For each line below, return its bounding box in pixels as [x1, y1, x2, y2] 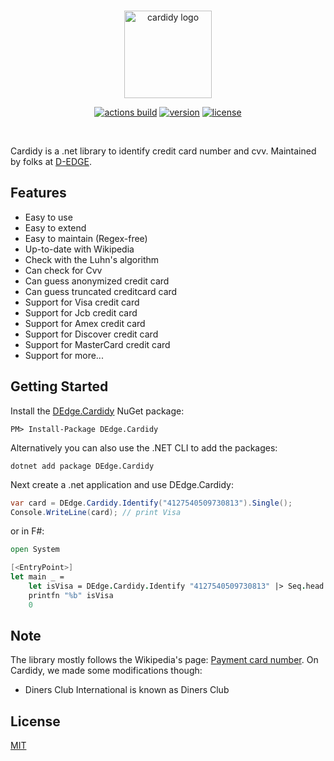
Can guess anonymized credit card [24, 275, 170, 287]
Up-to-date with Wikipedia [24, 243, 135, 255]
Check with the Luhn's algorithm [24, 253, 160, 265]
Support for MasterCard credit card [24, 338, 171, 350]
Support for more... [24, 349, 104, 361]
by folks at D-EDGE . [10, 156, 93, 167]
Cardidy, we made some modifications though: [10, 665, 203, 677]
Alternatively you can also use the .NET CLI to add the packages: [10, 441, 278, 454]
